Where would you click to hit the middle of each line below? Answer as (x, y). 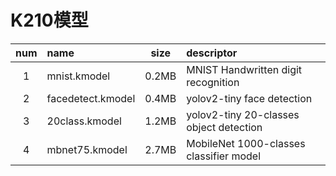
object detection (224, 127)
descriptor (212, 53)
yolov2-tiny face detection (249, 98)
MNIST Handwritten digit (244, 69)
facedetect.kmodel (91, 98)
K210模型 (49, 20)
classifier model (224, 156)
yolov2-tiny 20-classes (243, 114)
